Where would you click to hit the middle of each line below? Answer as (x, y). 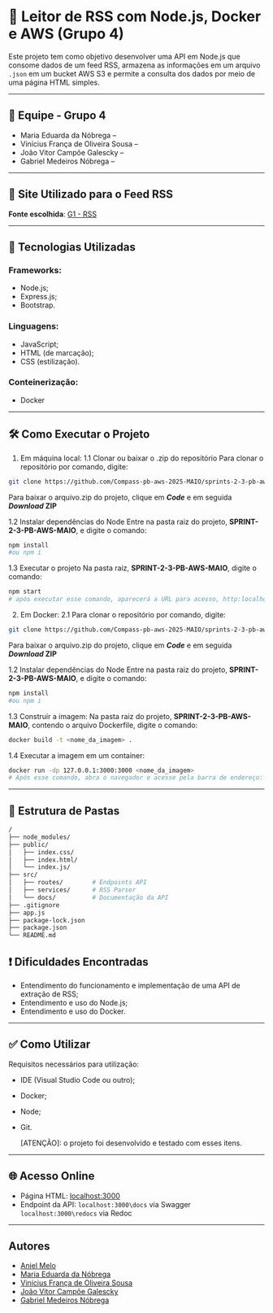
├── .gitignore (34, 905)
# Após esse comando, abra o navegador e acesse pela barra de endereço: (136, 778)
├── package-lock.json (47, 920)
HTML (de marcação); (57, 352)
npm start (25, 592)
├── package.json (38, 928)
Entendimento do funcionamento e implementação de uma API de (130, 986)
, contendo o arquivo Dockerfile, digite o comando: (113, 725)
